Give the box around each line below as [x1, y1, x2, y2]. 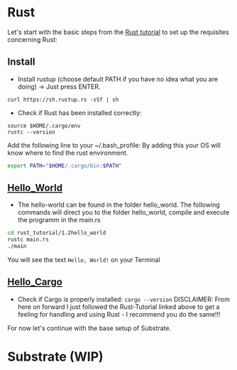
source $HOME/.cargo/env [7, 122, 81, 129]
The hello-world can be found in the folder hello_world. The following [17, 200, 220, 210]
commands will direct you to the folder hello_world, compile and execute [17, 208, 230, 217]
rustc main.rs [7, 236, 50, 244]
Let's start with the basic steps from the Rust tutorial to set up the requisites [7, 28, 229, 36]
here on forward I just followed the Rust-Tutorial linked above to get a [17, 303, 220, 311]
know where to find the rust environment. [7, 148, 128, 157]
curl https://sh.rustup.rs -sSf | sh [7, 96, 119, 103]
